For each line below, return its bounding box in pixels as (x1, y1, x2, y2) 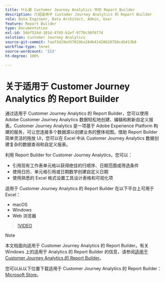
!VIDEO (17, 223, 32, 229)
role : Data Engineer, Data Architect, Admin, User (5, 16, 112, 21)
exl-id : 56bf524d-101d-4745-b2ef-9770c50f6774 (5, 30, 103, 35)
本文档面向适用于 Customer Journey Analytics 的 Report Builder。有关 (5, 243, 149, 249)
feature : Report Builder (5, 21, 57, 26)
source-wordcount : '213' (5, 49, 57, 54)
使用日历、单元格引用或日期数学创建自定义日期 (12, 169, 108, 175)
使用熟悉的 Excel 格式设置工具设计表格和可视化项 (12, 175, 113, 181)
